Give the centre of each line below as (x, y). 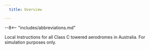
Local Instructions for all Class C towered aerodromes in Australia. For (75, 37)
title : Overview (25, 9)
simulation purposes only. (31, 42)
